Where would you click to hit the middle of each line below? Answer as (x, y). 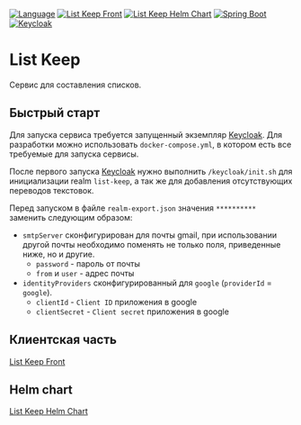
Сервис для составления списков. (75, 85)
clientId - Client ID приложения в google (116, 302)
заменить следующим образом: (71, 217)
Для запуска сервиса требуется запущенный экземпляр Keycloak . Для (146, 134)
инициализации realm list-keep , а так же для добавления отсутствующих (151, 181)
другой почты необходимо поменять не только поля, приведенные (151, 244)
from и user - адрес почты (85, 273)
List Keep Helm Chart (49, 411)
